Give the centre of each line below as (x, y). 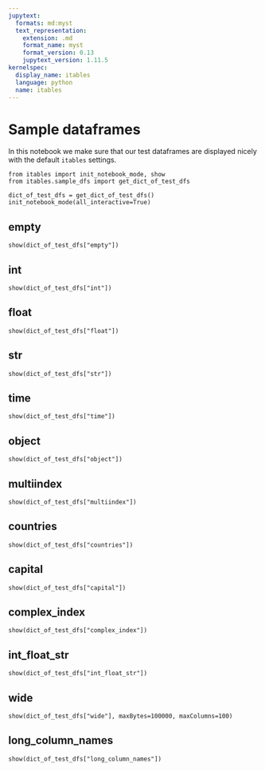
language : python (44, 82)
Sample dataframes (74, 129)
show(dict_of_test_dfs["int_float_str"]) (78, 674)
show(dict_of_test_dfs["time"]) (62, 417)
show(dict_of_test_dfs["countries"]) (71, 545)
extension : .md (48, 38)
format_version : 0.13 (58, 53)
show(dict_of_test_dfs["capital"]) (67, 587)
